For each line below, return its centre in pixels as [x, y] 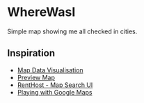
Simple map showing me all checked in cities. [72, 31]
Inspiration [31, 53]
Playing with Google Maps [55, 92]
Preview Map [36, 77]
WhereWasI [41, 12]
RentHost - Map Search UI [55, 85]
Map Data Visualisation [50, 70]
